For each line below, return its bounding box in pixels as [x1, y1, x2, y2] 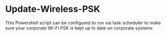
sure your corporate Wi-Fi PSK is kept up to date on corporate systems [5, 25, 153, 31]
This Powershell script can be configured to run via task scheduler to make [5, 20, 161, 26]
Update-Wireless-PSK [5, 3, 100, 15]
